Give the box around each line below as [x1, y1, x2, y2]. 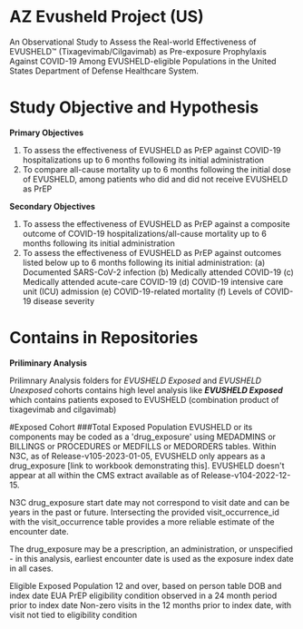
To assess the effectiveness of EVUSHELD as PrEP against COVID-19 [22, 144, 281, 155]
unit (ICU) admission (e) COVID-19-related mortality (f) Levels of [22, 286, 263, 297]
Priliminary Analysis [9, 357, 88, 369]
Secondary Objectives [9, 201, 95, 211]
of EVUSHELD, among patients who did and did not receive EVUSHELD [22, 173, 288, 184]
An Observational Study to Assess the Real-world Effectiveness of [9, 36, 257, 47]
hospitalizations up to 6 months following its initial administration [22, 154, 265, 165]
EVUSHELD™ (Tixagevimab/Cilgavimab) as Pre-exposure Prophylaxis [9, 45, 268, 56]
